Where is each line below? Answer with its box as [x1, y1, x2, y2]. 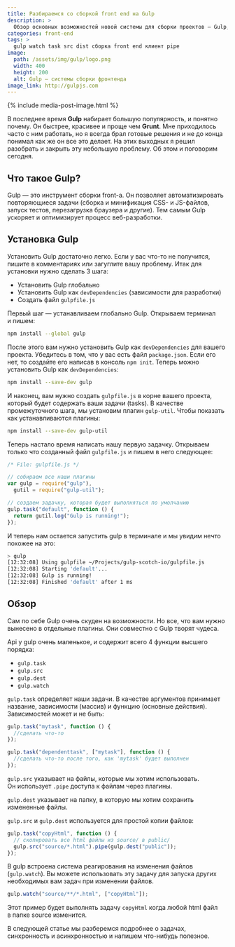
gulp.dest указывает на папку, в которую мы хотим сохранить [7, 795, 194, 803]
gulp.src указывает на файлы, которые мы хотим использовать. [7, 774, 199, 782]
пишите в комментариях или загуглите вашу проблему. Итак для [7, 259, 202, 268]
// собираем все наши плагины [7, 474, 96, 481]
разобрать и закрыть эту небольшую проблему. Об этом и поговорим [7, 144, 218, 153]
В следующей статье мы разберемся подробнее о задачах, [7, 925, 187, 933]
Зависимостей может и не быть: [7, 709, 105, 718]
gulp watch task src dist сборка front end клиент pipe [13, 43, 180, 50]
